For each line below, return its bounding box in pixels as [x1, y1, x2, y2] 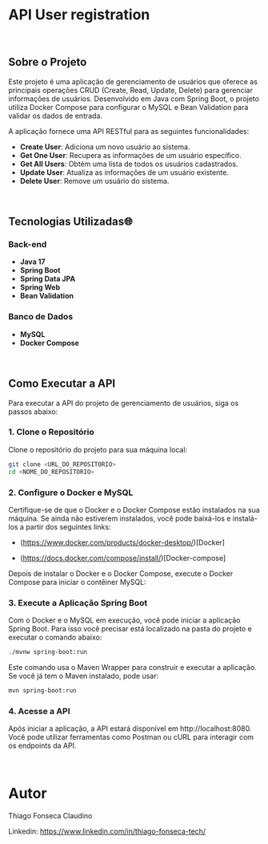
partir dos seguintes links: [25, 521, 111, 531]
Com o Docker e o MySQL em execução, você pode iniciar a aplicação [8, 615, 241, 625]
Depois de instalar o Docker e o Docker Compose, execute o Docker [8, 568, 234, 578]
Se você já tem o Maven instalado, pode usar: [8, 672, 158, 681]
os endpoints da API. [8, 741, 77, 751]
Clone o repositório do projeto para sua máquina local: [8, 444, 188, 454]
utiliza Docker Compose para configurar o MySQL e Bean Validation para [8, 102, 249, 112]
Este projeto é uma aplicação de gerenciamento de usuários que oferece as [8, 76, 258, 86]
